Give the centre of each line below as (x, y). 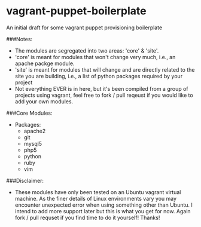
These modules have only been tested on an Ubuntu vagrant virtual (98, 192)
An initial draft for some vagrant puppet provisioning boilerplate (84, 27)
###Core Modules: (29, 113)
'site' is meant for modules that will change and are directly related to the (105, 69)
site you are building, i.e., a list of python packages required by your (99, 76)
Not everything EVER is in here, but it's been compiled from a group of (101, 88)
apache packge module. (45, 63)
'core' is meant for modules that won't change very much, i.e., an (95, 57)
